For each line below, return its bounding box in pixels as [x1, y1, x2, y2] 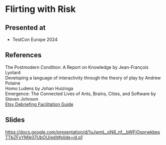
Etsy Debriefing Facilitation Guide [5, 101, 74, 107]
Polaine [5, 80, 21, 86]
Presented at [5, 23, 46, 32]
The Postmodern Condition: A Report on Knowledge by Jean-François [5, 64, 149, 70]
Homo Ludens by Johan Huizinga [5, 85, 74, 91]
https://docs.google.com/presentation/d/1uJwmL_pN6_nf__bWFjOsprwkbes [5, 129, 161, 135]
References [5, 51, 42, 59]
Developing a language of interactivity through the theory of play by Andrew [5, 75, 161, 81]
